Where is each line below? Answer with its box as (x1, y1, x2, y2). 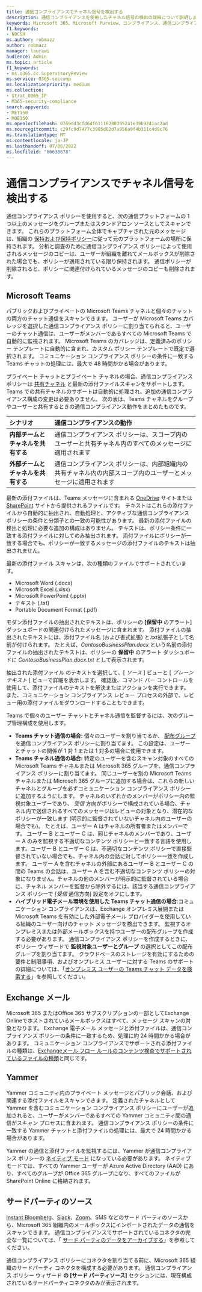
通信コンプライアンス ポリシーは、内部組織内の (54, 460, 188, 468)
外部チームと (9, 460, 46, 468)
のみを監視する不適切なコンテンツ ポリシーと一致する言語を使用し (26, 837, 192, 845)
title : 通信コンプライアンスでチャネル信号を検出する (6, 8, 123, 15)
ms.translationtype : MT (6, 132, 66, 138)
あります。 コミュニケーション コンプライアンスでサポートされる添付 (6, 1040, 177, 1047)
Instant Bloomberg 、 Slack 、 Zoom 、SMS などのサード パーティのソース (6, 1214, 183, 1221)
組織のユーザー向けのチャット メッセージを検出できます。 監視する (20, 921, 186, 928)
